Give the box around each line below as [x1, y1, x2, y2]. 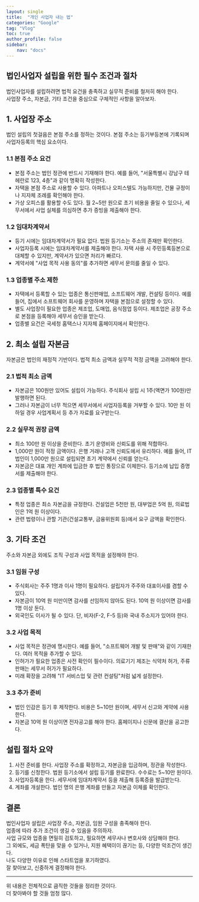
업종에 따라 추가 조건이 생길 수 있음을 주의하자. [6, 827, 114, 834]
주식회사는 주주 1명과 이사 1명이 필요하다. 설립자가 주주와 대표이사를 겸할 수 [14, 582, 188, 589]
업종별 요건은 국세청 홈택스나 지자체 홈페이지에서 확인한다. [14, 320, 150, 327]
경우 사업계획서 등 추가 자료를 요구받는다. [25, 409, 121, 416]
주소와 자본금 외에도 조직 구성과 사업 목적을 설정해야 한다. [6, 551, 139, 558]
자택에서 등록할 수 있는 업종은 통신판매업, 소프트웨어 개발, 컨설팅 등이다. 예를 [14, 290, 192, 297]
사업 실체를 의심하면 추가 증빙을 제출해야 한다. [35, 206, 142, 214]
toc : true [6, 31, 31, 37]
